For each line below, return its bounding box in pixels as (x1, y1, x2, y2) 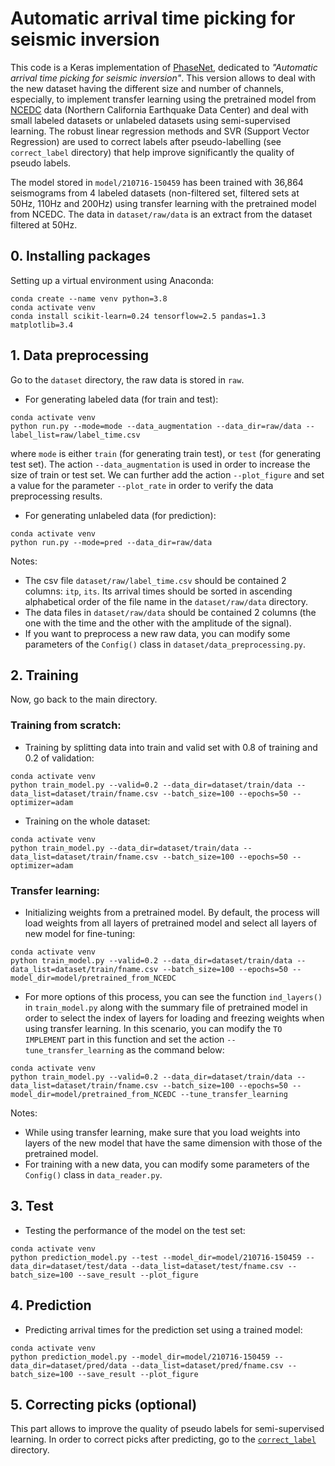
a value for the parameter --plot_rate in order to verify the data (10, 479, 274, 491)
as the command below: (126, 1043, 225, 1056)
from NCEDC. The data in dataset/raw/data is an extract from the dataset (10, 208, 313, 220)
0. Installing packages (10, 248, 151, 265)
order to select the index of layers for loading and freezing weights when (24, 1012, 325, 1024)
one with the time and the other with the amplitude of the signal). (24, 617, 292, 629)
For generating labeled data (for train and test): (24, 393, 219, 405)
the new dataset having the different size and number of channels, (10, 82, 284, 94)
